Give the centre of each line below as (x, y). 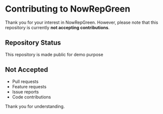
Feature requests (29, 86)
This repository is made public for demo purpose (54, 54)
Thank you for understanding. (35, 106)
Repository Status (33, 43)
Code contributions (31, 97)
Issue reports (25, 92)
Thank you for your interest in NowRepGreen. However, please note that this (82, 22)
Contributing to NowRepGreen (68, 9)
